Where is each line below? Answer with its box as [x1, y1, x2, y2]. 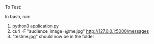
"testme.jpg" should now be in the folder [12, 34, 95, 39]
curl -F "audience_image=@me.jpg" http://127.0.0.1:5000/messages [12, 28, 149, 34]
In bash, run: [5, 14, 31, 19]
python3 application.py [12, 23, 59, 29]
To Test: [5, 4, 22, 10]
